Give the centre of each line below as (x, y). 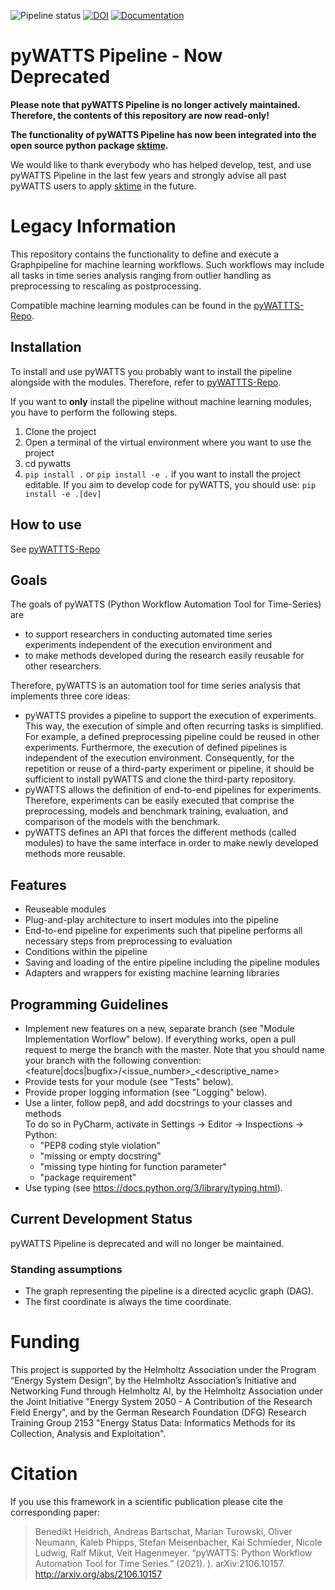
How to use (46, 525)
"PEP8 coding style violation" (100, 1145)
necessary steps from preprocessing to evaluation (128, 941)
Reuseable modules (65, 909)
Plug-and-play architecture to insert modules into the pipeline (151, 920)
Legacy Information (93, 226)
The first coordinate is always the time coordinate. (128, 1302)
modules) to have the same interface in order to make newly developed (171, 843)
